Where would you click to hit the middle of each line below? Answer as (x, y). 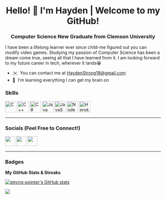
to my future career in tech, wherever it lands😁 (53, 63)
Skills (12, 93)
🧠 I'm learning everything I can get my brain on (61, 80)
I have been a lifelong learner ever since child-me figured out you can (76, 48)
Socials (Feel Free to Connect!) (43, 128)
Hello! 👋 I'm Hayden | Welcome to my (83, 11)
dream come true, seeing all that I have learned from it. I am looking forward (83, 58)
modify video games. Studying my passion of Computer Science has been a (83, 52)
